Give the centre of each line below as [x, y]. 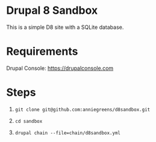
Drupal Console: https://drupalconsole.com [60, 68]
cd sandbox [29, 121]
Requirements [42, 51]
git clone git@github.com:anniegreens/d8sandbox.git [83, 110]
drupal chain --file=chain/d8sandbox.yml [67, 133]
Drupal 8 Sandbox [52, 11]
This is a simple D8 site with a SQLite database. [65, 27]
